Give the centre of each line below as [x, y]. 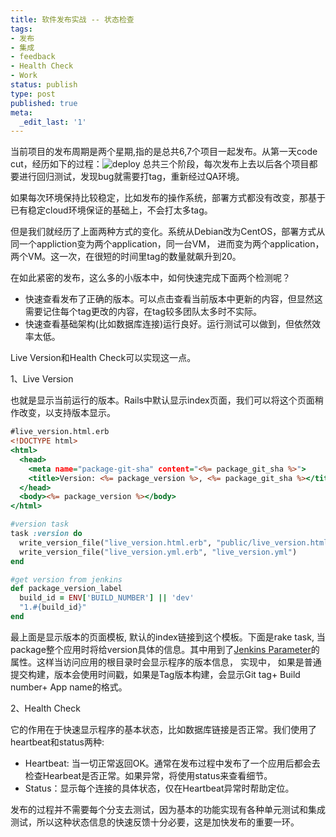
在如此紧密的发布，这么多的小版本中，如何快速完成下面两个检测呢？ [150, 278]
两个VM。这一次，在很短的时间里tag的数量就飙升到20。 [126, 257]
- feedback [33, 57]
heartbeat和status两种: [57, 742]
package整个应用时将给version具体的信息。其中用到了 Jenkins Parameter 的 [165, 649]
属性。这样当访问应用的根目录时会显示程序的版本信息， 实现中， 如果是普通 [166, 662]
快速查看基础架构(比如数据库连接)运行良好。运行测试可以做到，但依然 [168, 324]
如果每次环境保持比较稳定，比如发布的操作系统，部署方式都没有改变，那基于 [168, 198]
